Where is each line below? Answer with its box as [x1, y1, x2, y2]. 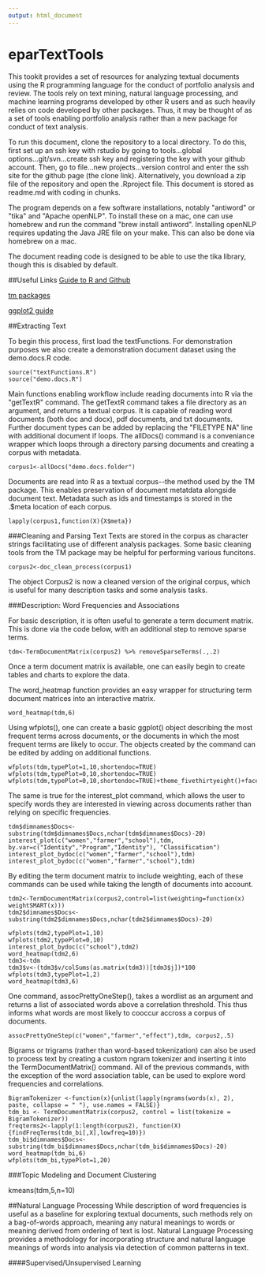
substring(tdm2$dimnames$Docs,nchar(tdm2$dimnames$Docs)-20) [8, 915, 214, 923]
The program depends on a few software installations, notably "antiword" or [8, 203, 256, 212]
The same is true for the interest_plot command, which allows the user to [8, 790, 245, 800]
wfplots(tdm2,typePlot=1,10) [8, 929, 104, 937]
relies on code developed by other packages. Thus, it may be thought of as [8, 105, 252, 114]
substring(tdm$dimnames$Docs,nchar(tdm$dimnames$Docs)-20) [8, 829, 207, 837]
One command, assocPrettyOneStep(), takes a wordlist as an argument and [8, 991, 254, 1001]
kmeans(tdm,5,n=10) [8, 1185, 76, 1195]
